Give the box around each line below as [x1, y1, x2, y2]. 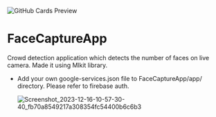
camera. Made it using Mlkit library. [7, 61, 108, 69]
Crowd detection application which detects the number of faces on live [7, 53, 210, 62]
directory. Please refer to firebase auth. [17, 82, 129, 90]
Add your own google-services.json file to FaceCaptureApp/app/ [17, 74, 202, 82]
